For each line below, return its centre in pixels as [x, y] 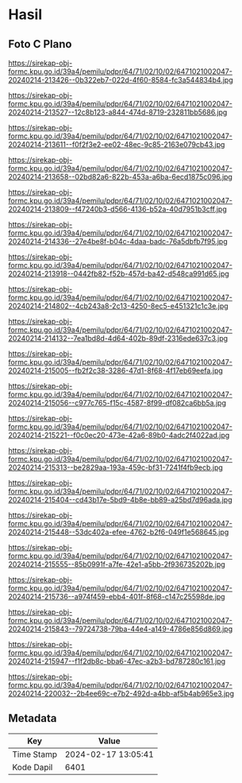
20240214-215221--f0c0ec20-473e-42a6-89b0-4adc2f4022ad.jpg [119, 435]
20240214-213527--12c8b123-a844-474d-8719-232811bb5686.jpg [118, 112]
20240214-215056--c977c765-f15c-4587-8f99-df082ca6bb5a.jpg [117, 403]
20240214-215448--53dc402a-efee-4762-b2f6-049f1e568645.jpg [119, 532]
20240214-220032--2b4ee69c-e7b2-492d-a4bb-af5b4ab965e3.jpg [121, 694]
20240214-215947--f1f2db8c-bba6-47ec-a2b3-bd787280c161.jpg [117, 661]
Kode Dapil [33, 767]
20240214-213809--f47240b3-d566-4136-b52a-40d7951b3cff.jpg [118, 209]
